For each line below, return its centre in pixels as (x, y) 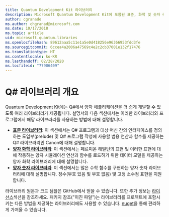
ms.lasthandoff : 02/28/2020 (35, 61)
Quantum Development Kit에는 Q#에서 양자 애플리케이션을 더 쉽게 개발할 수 (80, 107)
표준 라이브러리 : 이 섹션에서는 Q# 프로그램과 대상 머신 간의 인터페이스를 (82, 130)
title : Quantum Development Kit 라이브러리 (49, 10)
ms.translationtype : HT (30, 52)
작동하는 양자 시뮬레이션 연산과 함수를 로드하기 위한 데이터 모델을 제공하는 (91, 155)
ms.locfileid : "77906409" (32, 66)
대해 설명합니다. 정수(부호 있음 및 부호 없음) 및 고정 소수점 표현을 (89, 174)
